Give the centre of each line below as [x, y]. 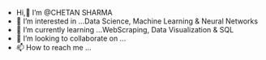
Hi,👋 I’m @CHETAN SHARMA [64, 13]
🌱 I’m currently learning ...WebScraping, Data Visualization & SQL [125, 30]
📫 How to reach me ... [54, 47]
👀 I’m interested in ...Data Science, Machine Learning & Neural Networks [137, 21]
